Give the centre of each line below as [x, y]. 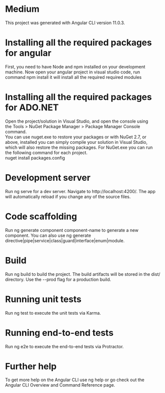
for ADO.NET [32, 108]
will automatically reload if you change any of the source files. [68, 196]
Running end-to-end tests [59, 333]
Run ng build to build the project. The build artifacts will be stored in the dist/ [83, 274]
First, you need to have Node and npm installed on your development [75, 66]
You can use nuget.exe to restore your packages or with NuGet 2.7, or [76, 137]
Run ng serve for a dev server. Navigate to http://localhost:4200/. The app [80, 191]
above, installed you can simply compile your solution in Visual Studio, [76, 142]
